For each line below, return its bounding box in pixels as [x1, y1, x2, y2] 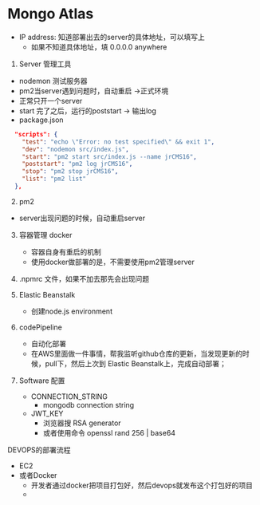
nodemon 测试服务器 [18, 76, 89, 85]
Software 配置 [18, 376, 65, 385]
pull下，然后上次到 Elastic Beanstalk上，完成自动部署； [45, 358, 227, 368]
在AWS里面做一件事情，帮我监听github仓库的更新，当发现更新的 [30, 349, 242, 358]
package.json [18, 115, 65, 124]
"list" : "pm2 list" [22, 175, 87, 183]
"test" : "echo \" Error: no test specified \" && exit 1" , [22, 137, 215, 146]
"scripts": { [14, 130, 58, 138]
